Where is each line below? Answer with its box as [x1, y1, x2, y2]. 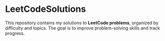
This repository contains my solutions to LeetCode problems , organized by [5, 20, 159, 26]
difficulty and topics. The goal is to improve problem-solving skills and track [5, 25, 160, 31]
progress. [5, 30, 25, 36]
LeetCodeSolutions [5, 3, 86, 15]
